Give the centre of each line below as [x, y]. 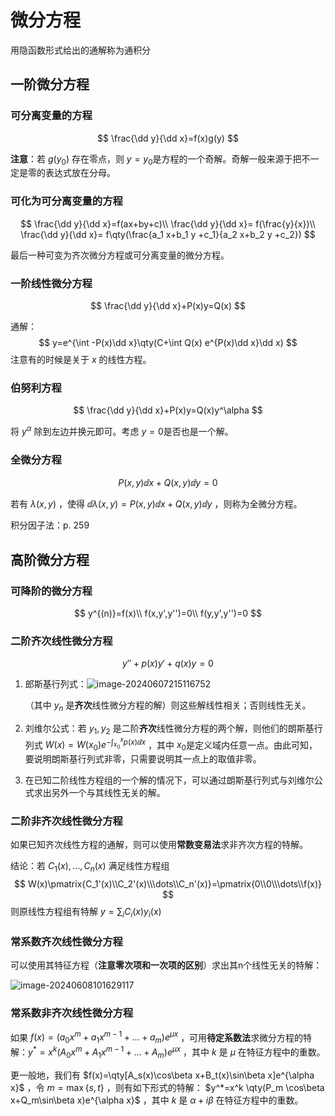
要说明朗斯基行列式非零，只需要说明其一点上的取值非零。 [143, 759]
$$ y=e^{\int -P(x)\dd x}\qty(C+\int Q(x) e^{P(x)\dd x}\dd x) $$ [168, 343]
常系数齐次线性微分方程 [66, 941]
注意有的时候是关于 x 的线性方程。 [81, 360]
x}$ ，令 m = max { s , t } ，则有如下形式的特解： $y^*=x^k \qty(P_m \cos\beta [167, 1087]
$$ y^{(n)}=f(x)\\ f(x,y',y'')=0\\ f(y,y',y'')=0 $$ [168, 613]
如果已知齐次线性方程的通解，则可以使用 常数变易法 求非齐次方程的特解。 [159, 845]
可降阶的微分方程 [51, 591]
